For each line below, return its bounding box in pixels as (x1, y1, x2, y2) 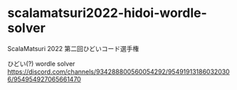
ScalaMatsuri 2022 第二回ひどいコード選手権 (7, 44, 139, 52)
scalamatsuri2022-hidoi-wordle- (7, 5, 208, 21)
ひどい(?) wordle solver (7, 59, 75, 68)
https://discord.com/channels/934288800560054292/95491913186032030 (7, 67, 230, 76)
